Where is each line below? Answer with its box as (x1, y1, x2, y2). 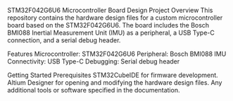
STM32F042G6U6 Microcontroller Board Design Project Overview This (7, 6, 213, 14)
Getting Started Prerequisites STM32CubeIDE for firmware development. (7, 71, 218, 79)
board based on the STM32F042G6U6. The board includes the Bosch (7, 21, 210, 29)
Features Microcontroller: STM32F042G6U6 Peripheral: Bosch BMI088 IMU (7, 49, 227, 58)
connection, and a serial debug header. (7, 36, 121, 44)
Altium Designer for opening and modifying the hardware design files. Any (7, 78, 222, 87)
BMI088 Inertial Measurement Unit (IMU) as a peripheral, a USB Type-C (7, 28, 215, 37)
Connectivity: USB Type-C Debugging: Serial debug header (7, 57, 180, 66)
